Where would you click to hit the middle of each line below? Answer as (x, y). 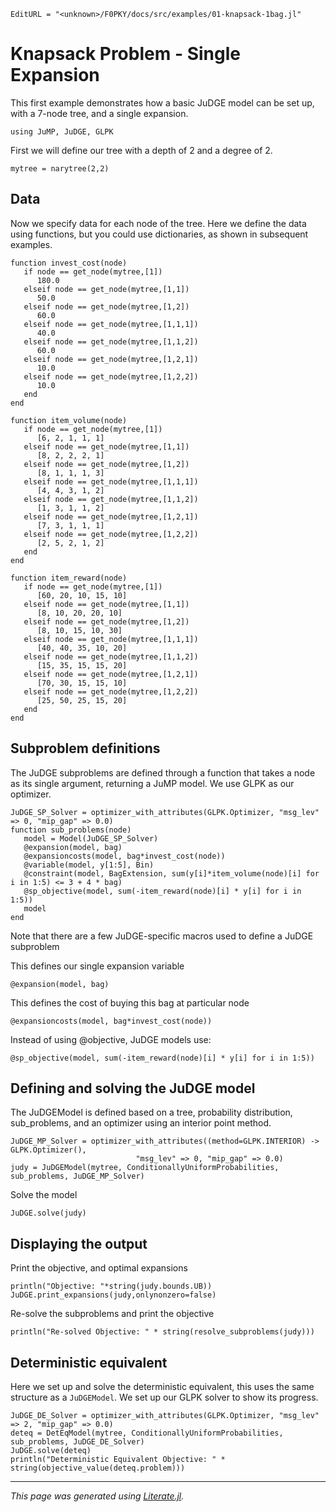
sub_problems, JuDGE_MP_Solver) (77, 1176)
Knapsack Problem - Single (125, 54)
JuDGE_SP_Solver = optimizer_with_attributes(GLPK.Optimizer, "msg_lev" (165, 812)
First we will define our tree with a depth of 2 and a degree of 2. (141, 150)
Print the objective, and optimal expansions (99, 1268)
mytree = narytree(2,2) (60, 168)
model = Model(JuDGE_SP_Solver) (91, 838)
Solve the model (44, 1195)
